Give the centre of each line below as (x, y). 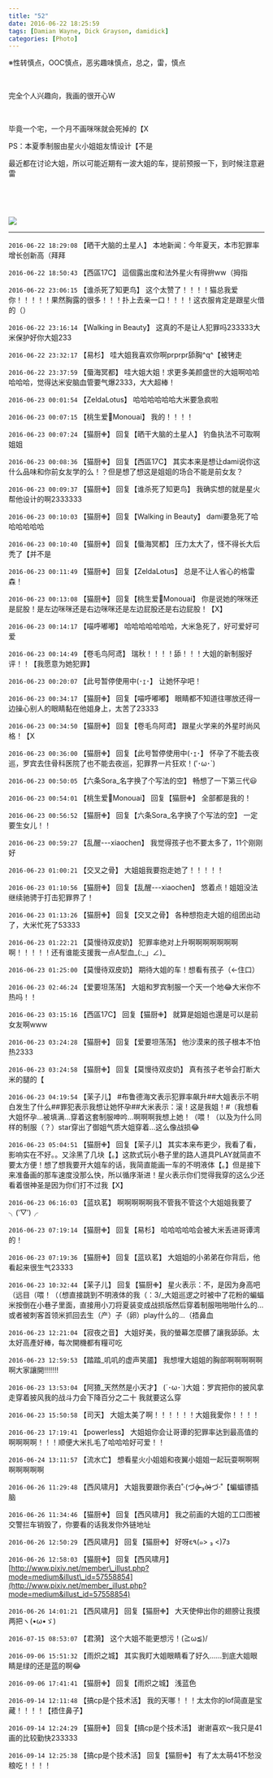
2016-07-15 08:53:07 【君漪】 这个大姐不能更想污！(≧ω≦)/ (108, 1638)
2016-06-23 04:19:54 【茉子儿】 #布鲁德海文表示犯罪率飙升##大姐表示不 (130, 1097)
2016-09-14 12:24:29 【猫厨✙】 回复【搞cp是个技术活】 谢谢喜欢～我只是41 (135, 1728)
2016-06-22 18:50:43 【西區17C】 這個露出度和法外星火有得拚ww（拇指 (128, 272)
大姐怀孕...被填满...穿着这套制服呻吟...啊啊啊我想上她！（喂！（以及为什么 (132, 1117)
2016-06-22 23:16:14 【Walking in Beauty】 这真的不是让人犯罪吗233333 (131, 328)
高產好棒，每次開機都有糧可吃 (72, 1343)
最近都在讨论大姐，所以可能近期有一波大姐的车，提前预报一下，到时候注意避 (136, 163)
